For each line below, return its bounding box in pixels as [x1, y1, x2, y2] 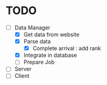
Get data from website [23, 31, 80, 38]
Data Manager [14, 24, 50, 31]
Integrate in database [23, 51, 77, 59]
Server [14, 65, 32, 73]
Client [14, 72, 30, 79]
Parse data [23, 38, 51, 45]
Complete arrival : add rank [32, 45, 102, 52]
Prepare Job [23, 59, 55, 66]
